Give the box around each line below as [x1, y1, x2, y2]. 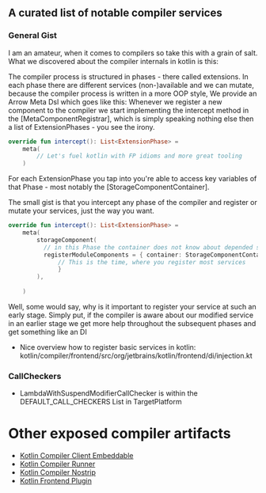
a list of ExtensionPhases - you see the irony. [8, 122, 155, 131]
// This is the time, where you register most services [58, 258, 246, 266]
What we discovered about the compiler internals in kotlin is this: [8, 56, 219, 66]
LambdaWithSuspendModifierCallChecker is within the [19, 389, 198, 398]
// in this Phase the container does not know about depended [43, 243, 253, 252]
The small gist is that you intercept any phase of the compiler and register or [8, 198, 257, 207]
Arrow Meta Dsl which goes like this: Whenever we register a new [8, 97, 222, 106]
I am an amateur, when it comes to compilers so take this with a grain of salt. [8, 47, 258, 58]
